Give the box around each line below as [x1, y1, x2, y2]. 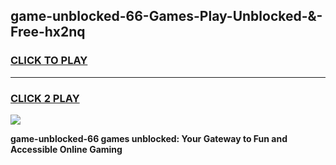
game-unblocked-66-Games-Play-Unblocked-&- [10, 8, 323, 25]
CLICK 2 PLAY [10, 91, 80, 105]
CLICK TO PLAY [10, 54, 88, 68]
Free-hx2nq [10, 24, 86, 41]
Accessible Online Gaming [10, 143, 123, 155]
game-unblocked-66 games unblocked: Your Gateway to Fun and [10, 132, 288, 144]
